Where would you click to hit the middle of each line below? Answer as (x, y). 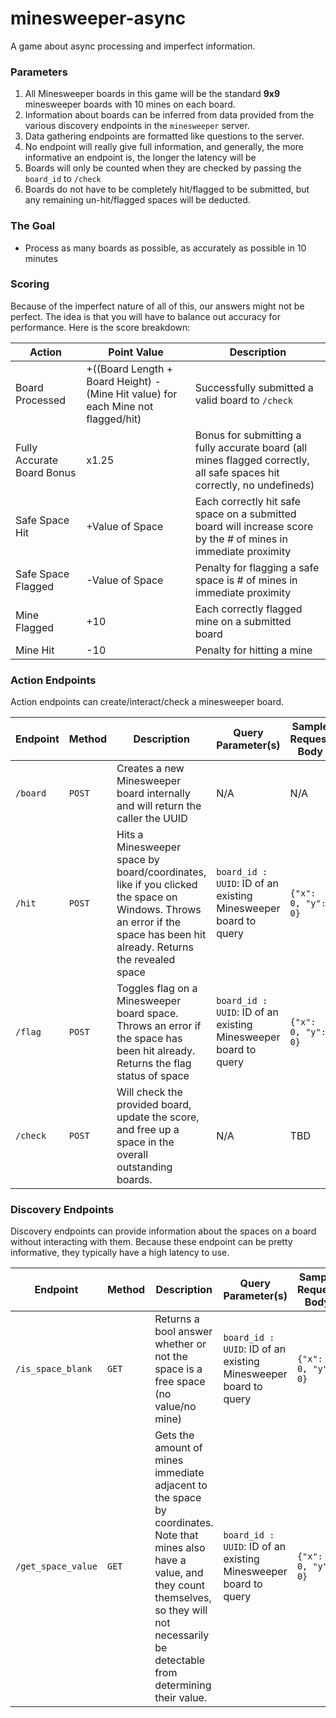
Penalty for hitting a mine (253, 650)
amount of (178, 1448)
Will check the (149, 1092)
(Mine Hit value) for (132, 394)
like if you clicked (157, 885)
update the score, (158, 1117)
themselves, (183, 1598)
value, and (179, 1573)
